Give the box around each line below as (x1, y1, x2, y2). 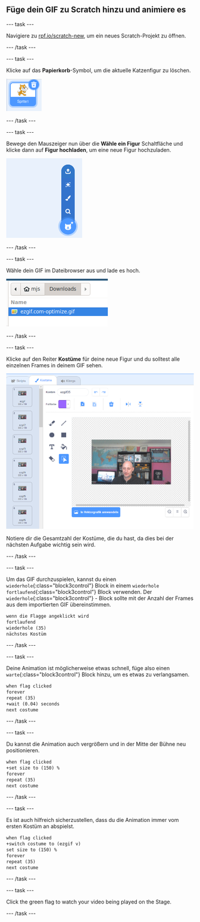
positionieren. (6, 746, 40, 754)
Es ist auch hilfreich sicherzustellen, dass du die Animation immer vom (6, 816, 179, 823)
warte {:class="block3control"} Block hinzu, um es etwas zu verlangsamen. (6, 671, 190, 678)
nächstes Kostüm (6, 631, 46, 637)
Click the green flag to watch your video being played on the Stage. (6, 898, 171, 905)
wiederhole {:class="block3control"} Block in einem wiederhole (6, 582, 160, 589)
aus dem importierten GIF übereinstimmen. (6, 601, 111, 608)
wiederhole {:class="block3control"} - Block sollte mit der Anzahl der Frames (6, 595, 193, 602)
